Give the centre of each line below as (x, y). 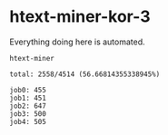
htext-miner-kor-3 (80, 17)
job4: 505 (28, 121)
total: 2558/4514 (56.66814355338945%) (85, 74)
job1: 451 (28, 98)
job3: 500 (28, 114)
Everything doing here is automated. (77, 42)
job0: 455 (28, 90)
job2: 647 (28, 106)
